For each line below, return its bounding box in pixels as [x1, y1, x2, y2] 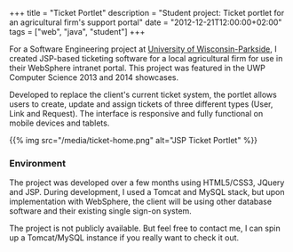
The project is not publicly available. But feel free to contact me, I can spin [9, 223, 281, 234]
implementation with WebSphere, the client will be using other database [9, 196, 273, 207]
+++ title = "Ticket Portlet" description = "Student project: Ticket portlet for [9, 8, 285, 18]
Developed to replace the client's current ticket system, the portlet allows [9, 89, 277, 100]
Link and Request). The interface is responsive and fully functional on [9, 109, 264, 118]
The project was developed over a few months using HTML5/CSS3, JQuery [9, 177, 285, 188]
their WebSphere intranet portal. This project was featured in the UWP [9, 62, 266, 73]
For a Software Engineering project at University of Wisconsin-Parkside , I [9, 44, 277, 54]
